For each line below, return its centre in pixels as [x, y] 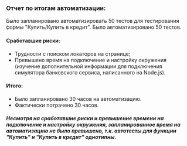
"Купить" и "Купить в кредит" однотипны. [61, 137]
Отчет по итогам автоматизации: [56, 8]
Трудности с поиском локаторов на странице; [72, 53]
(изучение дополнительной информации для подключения [88, 66]
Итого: [15, 86]
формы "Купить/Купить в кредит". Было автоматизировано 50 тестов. [94, 27]
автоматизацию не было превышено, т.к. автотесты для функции [91, 131]
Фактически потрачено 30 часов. [57, 105]
